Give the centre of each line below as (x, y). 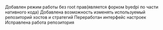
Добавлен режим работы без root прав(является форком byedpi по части (82, 7)
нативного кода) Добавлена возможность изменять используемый (75, 12)
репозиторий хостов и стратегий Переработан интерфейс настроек (76, 17)
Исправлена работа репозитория (40, 22)
